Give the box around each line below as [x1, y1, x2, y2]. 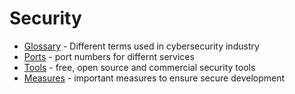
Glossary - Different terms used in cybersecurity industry [23, 40, 260, 52]
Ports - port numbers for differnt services [23, 50, 195, 62]
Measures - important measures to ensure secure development [23, 72, 286, 84]
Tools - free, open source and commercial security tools [23, 61, 256, 73]
